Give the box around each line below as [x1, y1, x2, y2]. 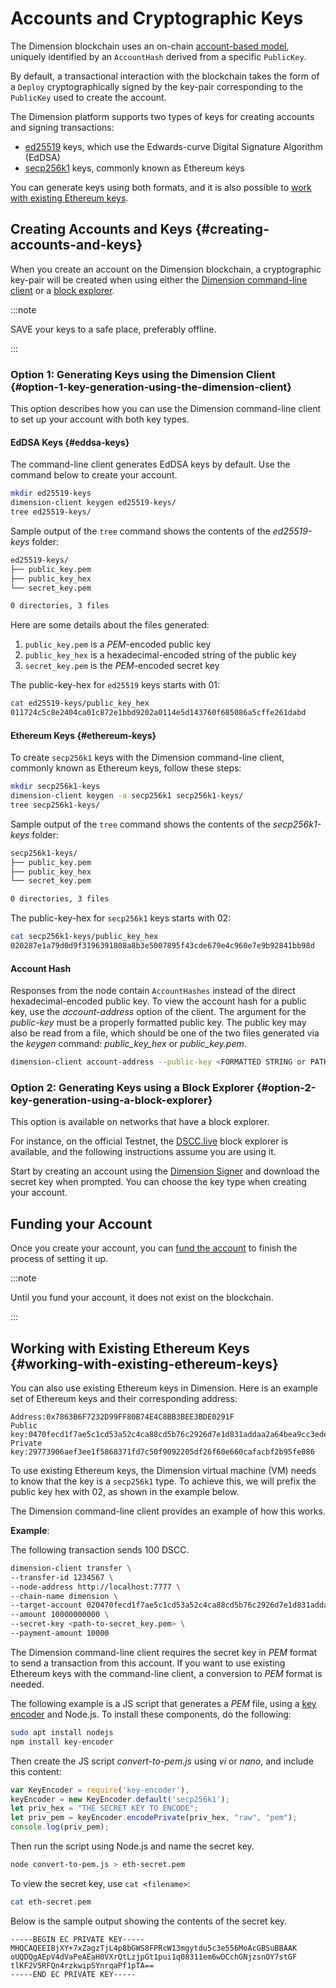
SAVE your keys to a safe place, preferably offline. [10, 323, 217, 335]
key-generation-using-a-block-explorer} [10, 1093, 213, 1107]
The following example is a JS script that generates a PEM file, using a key [10, 1697, 317, 1709]
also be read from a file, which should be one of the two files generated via [10, 1027, 320, 1039]
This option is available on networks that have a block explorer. [10, 1116, 270, 1128]
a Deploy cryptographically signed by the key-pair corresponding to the [10, 80, 303, 92]
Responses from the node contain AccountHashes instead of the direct [10, 985, 296, 997]
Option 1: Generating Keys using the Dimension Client [10, 367, 276, 381]
